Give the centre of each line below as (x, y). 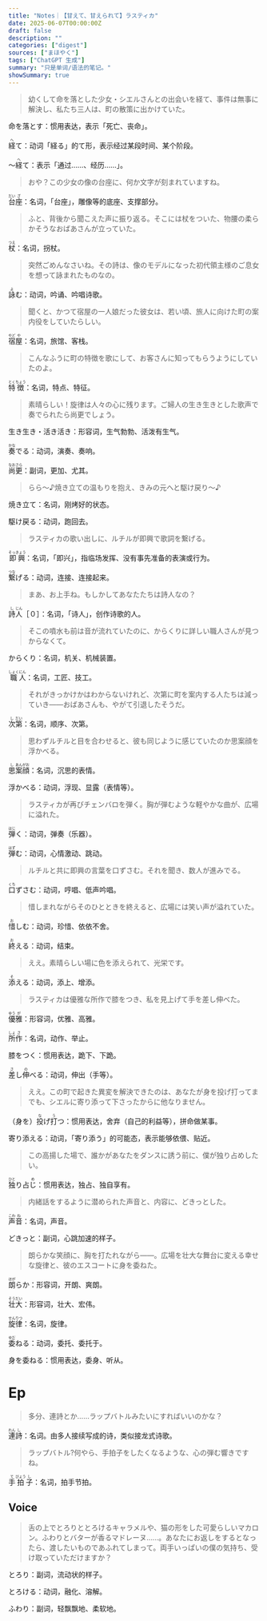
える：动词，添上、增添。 (58, 982)
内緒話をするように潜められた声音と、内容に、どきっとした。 (129, 1201)
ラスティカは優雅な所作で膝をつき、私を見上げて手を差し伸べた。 (136, 999)
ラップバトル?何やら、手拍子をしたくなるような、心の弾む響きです (138, 1452)
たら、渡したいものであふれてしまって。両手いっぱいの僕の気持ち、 (139, 1547)
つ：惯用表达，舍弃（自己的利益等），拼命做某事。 (139, 1121)
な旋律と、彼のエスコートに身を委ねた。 (94, 1265)
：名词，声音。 (47, 1221)
